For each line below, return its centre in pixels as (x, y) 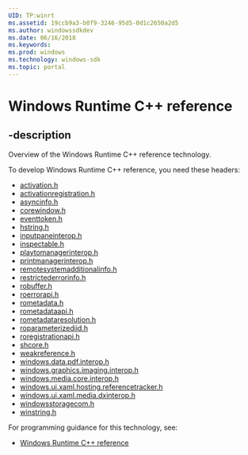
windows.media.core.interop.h (69, 378)
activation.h (39, 185)
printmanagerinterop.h (56, 260)
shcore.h (34, 344)
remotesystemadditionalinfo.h (68, 269)
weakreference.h (47, 353)
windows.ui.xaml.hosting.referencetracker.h (92, 387)
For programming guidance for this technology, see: (93, 427)
